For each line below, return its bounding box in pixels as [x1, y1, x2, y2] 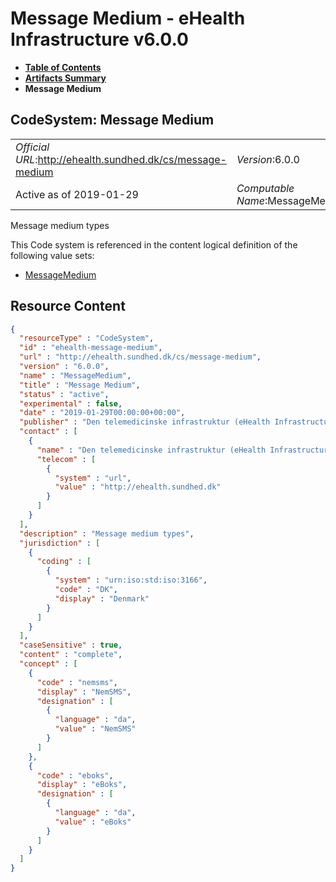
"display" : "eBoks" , [36, 780, 128, 790]
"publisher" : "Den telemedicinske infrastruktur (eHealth [19, 417, 271, 427]
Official [15, 140, 50, 154]
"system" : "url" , [54, 473, 132, 483]
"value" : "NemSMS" [54, 724, 137, 734]
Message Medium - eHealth [10, 7, 246, 30]
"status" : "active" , [19, 389, 110, 399]
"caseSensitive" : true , [19, 640, 123, 651]
